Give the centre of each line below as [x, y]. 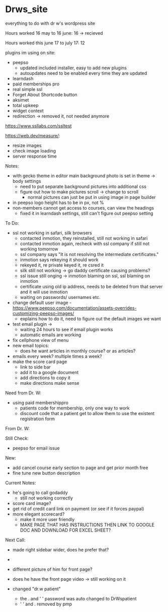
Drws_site [26, 9]
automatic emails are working [51, 335]
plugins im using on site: [30, 53]
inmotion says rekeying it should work [59, 260]
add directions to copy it [45, 378]
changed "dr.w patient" [37, 589]
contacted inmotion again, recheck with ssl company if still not [85, 243]
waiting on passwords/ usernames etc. [60, 297]
